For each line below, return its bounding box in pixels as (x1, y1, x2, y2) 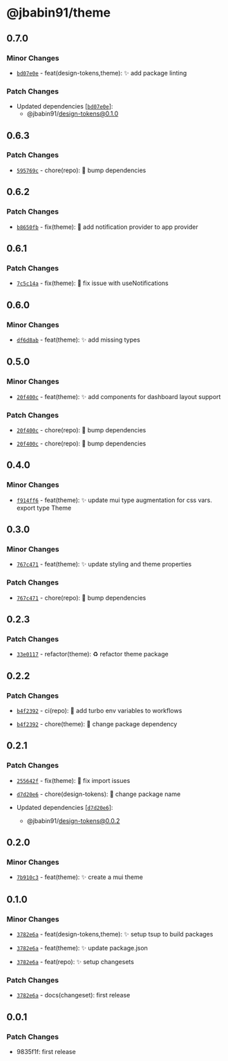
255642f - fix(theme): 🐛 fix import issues (16, 776, 131, 784)
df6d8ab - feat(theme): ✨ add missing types (16, 335, 141, 344)
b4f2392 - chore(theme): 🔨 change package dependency (16, 719, 178, 728)
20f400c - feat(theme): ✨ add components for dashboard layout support (16, 392, 221, 400)
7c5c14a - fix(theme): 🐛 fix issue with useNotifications (16, 279, 169, 288)
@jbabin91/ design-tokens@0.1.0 (26, 109, 119, 118)
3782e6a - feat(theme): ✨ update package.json (16, 944, 148, 952)
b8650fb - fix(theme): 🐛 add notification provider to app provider (16, 223, 198, 231)
